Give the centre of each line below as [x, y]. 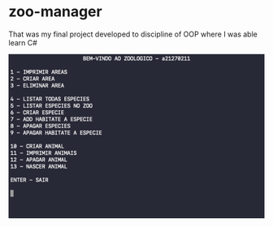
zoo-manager [56, 12]
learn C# [23, 42]
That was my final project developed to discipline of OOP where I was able [133, 34]
